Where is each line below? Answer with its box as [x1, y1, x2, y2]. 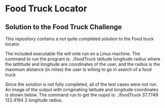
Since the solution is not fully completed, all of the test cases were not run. [5, 81, 158, 87]
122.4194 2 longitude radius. [5, 97, 63, 103]
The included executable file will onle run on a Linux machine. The [5, 51, 140, 56]
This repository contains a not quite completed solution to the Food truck [5, 36, 154, 42]
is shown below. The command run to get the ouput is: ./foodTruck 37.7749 [5, 92, 159, 98]
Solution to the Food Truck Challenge [5, 23, 122, 31]
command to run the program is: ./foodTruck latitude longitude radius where [5, 56, 161, 62]
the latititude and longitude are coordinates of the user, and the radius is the [5, 61, 160, 67]
